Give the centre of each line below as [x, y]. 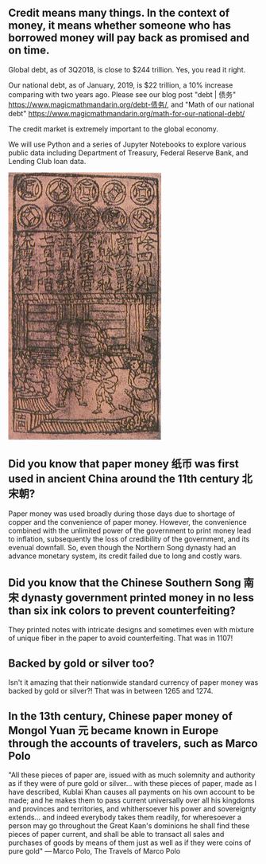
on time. [29, 51]
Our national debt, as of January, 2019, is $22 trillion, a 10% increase [121, 85]
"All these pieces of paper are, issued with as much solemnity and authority [132, 775]
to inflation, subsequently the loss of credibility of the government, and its [129, 539]
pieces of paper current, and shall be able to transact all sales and [116, 835]
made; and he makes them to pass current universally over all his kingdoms [132, 800]
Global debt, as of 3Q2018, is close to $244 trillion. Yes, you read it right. [127, 69]
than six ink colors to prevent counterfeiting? [122, 611]
